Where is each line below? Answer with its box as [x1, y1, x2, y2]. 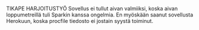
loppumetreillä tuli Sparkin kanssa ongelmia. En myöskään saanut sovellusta [6, 11, 194, 18]
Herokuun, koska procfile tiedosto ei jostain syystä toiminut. [6, 18, 154, 24]
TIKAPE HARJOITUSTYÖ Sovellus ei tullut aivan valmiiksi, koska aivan [6, 5, 178, 12]
